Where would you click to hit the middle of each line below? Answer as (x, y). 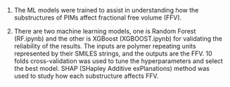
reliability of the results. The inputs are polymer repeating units (105, 46)
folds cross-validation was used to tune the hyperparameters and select (119, 61)
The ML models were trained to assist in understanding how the (106, 10)
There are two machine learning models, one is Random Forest (105, 31)
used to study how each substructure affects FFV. (86, 76)
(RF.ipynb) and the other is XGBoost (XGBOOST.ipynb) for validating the (118, 39)
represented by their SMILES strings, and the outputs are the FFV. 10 (113, 53)
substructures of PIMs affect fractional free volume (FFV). (98, 18)
